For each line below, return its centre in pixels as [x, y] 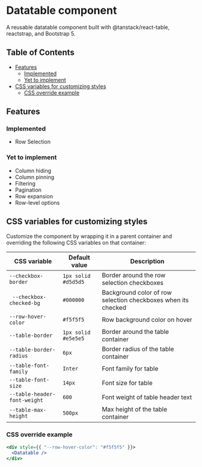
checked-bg [25, 303]
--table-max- [28, 410]
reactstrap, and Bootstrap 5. [41, 33]
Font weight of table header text [147, 397]
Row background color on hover [147, 319]
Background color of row [137, 292]
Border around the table [136, 331]
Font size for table [127, 383]
